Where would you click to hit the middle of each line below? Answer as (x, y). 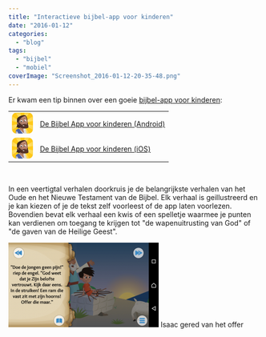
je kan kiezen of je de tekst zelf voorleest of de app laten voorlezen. (120, 206)
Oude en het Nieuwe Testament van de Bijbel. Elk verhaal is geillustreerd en (133, 198)
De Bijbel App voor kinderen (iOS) (95, 149)
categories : (28, 34)
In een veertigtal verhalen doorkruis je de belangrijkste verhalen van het (127, 189)
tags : (17, 51)
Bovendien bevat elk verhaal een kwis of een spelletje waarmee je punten (130, 215)
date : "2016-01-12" (41, 25)
